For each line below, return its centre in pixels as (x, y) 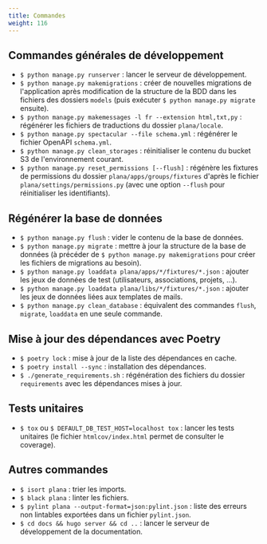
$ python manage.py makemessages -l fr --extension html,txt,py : (131, 117)
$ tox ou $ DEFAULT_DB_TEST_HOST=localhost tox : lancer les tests (127, 428)
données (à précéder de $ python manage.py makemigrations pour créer (137, 254)
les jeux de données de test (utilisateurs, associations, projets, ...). (128, 280)
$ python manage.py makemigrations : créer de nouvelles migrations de (136, 83)
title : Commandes (37, 16)
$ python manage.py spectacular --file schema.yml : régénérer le (128, 134)
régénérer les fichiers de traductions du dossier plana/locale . (121, 125)
